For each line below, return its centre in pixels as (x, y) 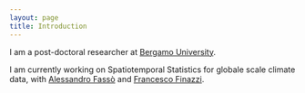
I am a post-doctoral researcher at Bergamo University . (113, 51)
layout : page (34, 18)
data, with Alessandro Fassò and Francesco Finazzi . (107, 79)
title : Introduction (49, 26)
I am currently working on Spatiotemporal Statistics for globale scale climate (152, 70)
